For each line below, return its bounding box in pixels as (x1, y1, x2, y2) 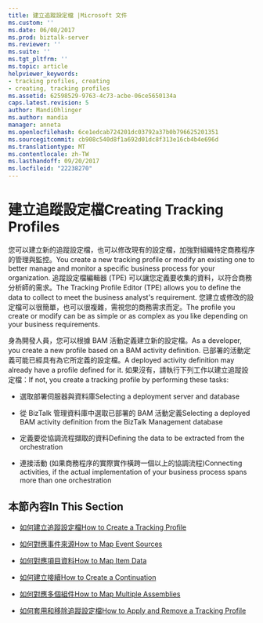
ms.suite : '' (8, 48, 51, 56)
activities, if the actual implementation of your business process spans (19, 467, 247, 476)
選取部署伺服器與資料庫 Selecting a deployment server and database (19, 392, 240, 401)
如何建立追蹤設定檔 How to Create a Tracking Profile (19, 523, 187, 532)
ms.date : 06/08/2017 (8, 26, 76, 34)
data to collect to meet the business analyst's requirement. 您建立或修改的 (8, 292, 247, 302)
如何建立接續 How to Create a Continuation (19, 572, 157, 581)
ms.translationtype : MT (8, 143, 86, 151)
